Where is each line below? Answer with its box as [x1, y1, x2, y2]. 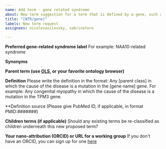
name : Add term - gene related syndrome [5, 7, 90, 12]
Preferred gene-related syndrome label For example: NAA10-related [5, 44, 146, 50]
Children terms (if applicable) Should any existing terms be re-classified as [5, 118, 160, 124]
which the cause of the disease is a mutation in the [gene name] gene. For [5, 83, 157, 89]
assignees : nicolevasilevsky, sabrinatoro [5, 26, 94, 31]
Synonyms [5, 59, 28, 65]
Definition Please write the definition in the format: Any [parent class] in [5, 78, 152, 84]
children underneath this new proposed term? [5, 124, 98, 130]
